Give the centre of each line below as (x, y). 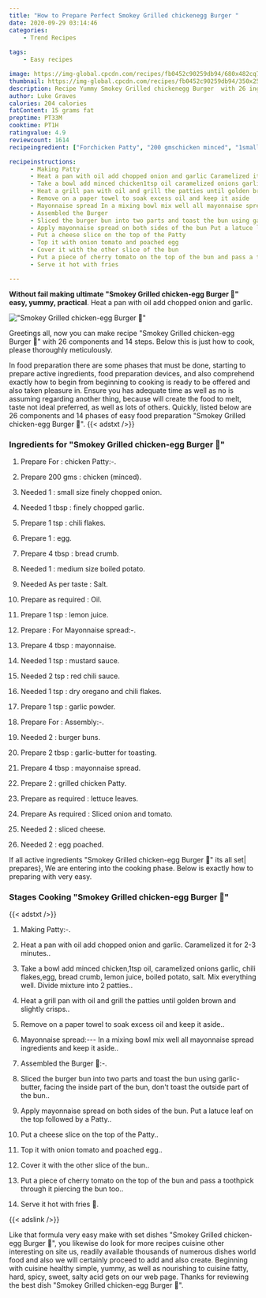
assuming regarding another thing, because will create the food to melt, (125, 398)
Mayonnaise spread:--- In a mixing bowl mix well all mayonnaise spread (137, 1040)
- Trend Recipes (50, 38)
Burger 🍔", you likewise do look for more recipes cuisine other (124, 1243)
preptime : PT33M (36, 118)
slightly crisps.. (45, 1009)
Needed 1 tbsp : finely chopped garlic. (82, 508)
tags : (18, 52)
